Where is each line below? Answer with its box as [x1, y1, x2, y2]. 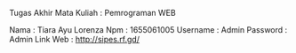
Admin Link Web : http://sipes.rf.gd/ [9, 34, 140, 44]
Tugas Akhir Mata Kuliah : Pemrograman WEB [9, 8, 176, 18]
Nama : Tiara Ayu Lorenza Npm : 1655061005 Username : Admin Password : [9, 25, 288, 34]
